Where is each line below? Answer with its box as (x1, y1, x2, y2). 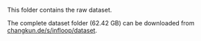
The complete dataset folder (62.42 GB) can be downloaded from (7, 19, 195, 27)
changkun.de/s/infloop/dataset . (7, 27, 98, 34)
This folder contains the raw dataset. (7, 6, 112, 14)
